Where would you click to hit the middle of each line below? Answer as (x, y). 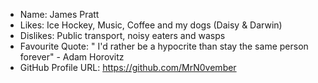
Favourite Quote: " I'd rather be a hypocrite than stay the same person (164, 46)
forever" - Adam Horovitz (72, 57)
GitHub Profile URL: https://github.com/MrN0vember (128, 67)
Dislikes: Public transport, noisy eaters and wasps (122, 35)
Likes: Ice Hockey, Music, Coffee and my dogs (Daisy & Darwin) (151, 25)
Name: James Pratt (59, 14)
